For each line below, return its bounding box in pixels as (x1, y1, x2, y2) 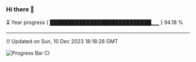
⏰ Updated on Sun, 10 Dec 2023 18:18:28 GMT (6, 38, 118, 45)
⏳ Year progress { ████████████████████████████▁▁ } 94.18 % (6, 19, 184, 26)
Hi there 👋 (6, 5, 35, 13)
